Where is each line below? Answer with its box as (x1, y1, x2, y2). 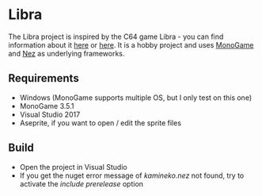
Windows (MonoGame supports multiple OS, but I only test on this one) (19, 93, 252, 102)
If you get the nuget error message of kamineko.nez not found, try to (19, 171, 245, 180)
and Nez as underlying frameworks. (8, 48, 125, 58)
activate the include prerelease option (19, 179, 144, 188)
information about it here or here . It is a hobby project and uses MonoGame (8, 40, 255, 49)
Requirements (8, 71, 79, 85)
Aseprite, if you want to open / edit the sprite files (19, 117, 182, 128)
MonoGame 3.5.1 (19, 101, 74, 110)
